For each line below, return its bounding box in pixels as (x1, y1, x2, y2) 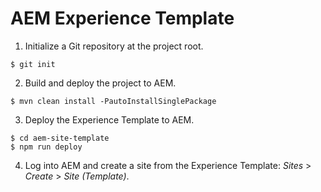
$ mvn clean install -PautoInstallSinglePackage (10, 96, 217, 106)
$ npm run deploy (10, 142, 83, 152)
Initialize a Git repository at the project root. (24, 40, 204, 52)
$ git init (10, 59, 56, 69)
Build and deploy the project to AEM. (24, 77, 177, 89)
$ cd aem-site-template (10, 133, 110, 143)
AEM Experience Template (10, 7, 235, 30)
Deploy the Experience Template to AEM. (24, 113, 195, 126)
